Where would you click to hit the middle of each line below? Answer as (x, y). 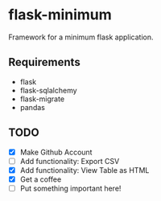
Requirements (44, 62)
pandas (33, 107)
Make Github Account (56, 152)
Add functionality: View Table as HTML (85, 170)
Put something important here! (70, 188)
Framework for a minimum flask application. (81, 37)
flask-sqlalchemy (49, 90)
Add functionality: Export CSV (70, 161)
